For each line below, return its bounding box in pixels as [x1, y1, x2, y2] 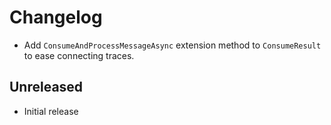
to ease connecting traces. [23, 49, 135, 61]
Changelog [9, 6, 103, 29]
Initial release [23, 105, 79, 117]
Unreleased [9, 79, 84, 96]
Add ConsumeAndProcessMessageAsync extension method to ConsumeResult [23, 39, 322, 51]
